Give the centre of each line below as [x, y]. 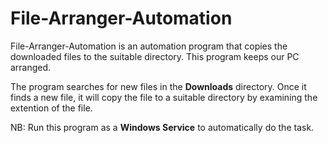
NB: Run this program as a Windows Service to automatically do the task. [162, 127]
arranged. [31, 67]
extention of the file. [51, 108]
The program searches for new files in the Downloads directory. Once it [158, 86]
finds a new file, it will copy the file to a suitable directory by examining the [164, 97]
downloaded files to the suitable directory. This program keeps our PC [155, 56]
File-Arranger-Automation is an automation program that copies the [149, 46]
